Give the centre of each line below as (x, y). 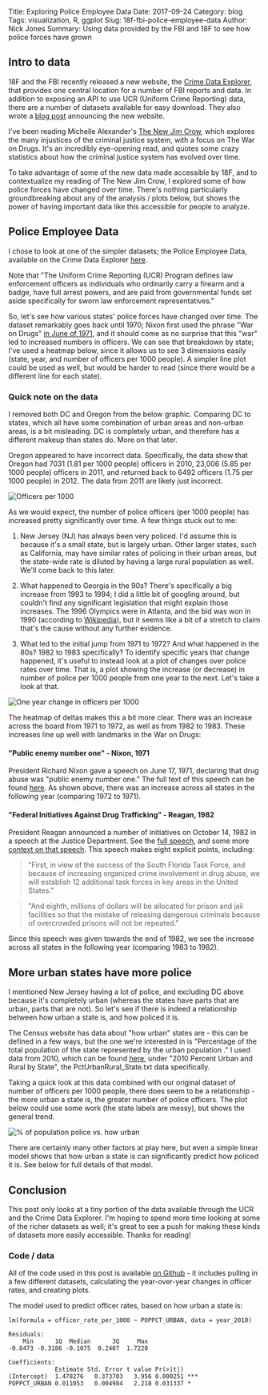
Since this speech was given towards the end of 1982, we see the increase (131, 939)
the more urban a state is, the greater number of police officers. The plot (128, 1100)
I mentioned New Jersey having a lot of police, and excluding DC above (126, 992)
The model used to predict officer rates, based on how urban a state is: (126, 1306)
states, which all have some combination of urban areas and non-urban (126, 422)
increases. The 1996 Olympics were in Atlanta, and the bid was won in (135, 611)
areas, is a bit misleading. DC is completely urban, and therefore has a (124, 431)
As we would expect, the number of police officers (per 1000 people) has (129, 512)
